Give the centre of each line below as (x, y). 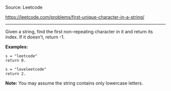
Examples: (17, 47)
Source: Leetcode (24, 7)
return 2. (16, 74)
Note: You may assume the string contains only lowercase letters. (74, 83)
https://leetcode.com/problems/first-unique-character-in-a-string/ (75, 17)
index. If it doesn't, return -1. (35, 37)
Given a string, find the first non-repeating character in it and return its (79, 32)
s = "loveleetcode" (26, 69)
